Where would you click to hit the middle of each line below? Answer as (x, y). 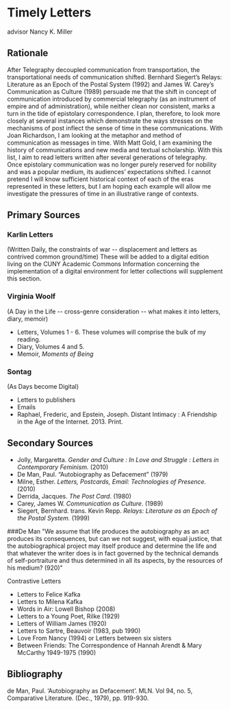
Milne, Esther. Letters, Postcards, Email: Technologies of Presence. (112, 481)
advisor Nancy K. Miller (40, 32)
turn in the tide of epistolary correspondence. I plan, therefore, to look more (114, 113)
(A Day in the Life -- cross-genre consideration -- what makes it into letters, (114, 311)
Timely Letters (49, 13)
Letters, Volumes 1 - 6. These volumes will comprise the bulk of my (112, 332)
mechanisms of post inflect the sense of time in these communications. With (115, 128)
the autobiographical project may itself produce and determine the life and (112, 546)
